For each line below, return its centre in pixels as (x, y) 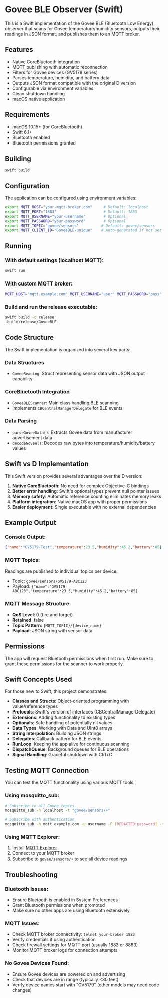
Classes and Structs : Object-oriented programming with (71, 701)
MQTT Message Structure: (38, 604)
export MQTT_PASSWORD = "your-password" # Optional (66, 221)
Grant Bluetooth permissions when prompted (59, 905)
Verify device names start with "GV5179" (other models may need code (86, 985)
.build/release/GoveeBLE (31, 322)
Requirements (27, 115)
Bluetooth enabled (31, 137)
